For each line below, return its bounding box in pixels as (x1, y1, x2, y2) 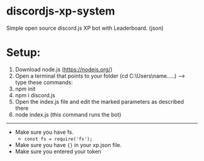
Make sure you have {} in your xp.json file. (15, 141, 122, 148)
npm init (15, 85, 36, 92)
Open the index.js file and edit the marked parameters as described (15, 98, 184, 105)
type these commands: (15, 78, 73, 86)
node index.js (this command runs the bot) (15, 111, 121, 118)
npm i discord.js (15, 91, 56, 98)
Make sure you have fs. (15, 128, 74, 135)
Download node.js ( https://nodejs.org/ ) (15, 66, 113, 73)
